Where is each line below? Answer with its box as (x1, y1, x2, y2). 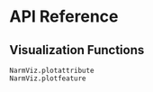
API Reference (9, 6, 119, 27)
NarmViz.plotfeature (9, 74, 87, 83)
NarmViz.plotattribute (9, 66, 94, 75)
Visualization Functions (9, 42, 145, 58)
